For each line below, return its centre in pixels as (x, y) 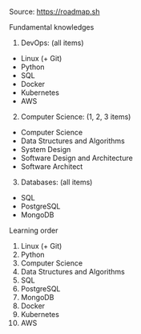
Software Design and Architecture (77, 158)
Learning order (34, 230)
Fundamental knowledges (52, 27)
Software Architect (52, 167)
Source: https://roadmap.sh (54, 12)
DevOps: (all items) (52, 43)
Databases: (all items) (56, 182)
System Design (46, 149)
